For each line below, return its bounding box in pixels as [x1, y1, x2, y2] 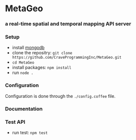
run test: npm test [12, 129, 48, 135]
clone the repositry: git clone [12, 50, 73, 56]
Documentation [5, 105, 43, 112]
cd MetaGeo [12, 60, 35, 65]
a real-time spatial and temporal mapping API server [5, 21, 132, 27]
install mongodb [12, 45, 45, 50]
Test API [5, 118, 25, 125]
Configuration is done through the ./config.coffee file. [5, 93, 116, 99]
